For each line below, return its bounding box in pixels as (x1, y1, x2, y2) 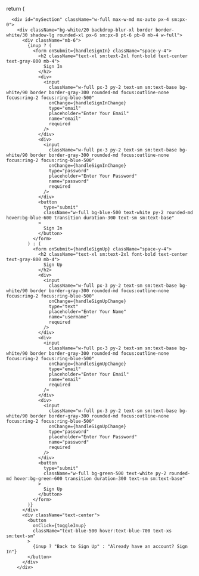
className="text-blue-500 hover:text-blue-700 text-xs (32, 528, 172, 534)
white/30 (6, 32, 28, 38)
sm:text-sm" (6, 533, 36, 539)
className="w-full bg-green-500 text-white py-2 (43, 470, 167, 476)
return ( (6, 5, 25, 12)
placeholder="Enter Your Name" (48, 309, 127, 315)
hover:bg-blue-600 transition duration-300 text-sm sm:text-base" (6, 215, 175, 221)
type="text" (48, 304, 79, 309)
